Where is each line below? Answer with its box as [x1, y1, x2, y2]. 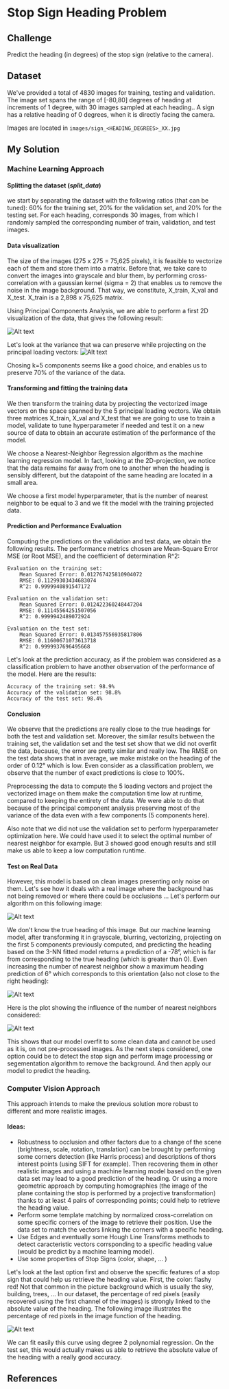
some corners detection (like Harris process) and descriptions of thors [16, 1152, 217, 1160]
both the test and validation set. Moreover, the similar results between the [7, 732, 215, 741]
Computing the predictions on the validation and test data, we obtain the [7, 537, 211, 545]
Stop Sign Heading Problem [7, 5, 167, 21]
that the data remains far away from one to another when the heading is [7, 464, 210, 472]
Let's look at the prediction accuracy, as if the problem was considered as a [7, 655, 221, 664]
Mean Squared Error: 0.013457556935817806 [19, 631, 143, 638]
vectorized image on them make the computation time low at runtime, [7, 789, 204, 798]
